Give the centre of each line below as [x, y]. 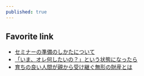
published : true [26, 12]
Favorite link [30, 37]
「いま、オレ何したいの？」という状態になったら [76, 60]
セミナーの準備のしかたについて [55, 52]
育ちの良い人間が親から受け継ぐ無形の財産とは [73, 67]
